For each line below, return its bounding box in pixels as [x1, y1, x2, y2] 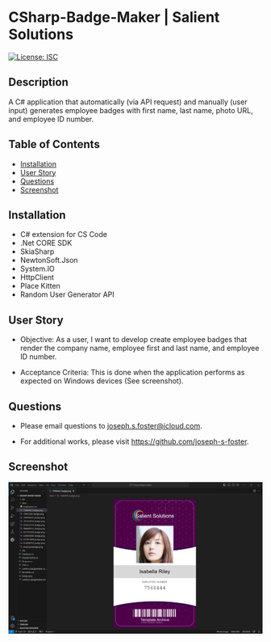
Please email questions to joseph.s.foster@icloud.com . [19, 421, 203, 430]
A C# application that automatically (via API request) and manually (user [8, 97, 248, 107]
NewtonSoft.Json [19, 256, 78, 265]
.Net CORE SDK [19, 239, 73, 248]
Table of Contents [8, 137, 101, 151]
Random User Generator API [19, 289, 115, 299]
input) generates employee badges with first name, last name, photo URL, [8, 105, 253, 115]
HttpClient [19, 272, 55, 282]
